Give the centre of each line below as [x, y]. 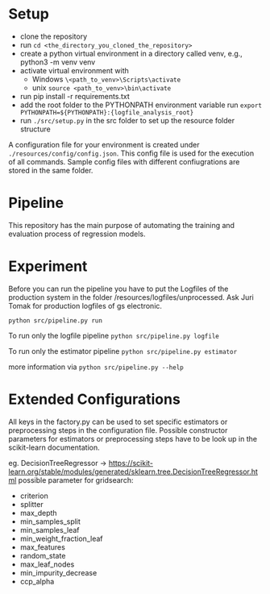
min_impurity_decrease [58, 572]
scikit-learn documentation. [54, 447]
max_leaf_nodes [47, 564]
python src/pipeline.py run [56, 320]
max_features [43, 547]
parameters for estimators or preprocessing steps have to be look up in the [133, 438]
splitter [31, 504]
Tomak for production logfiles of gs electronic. [85, 305]
